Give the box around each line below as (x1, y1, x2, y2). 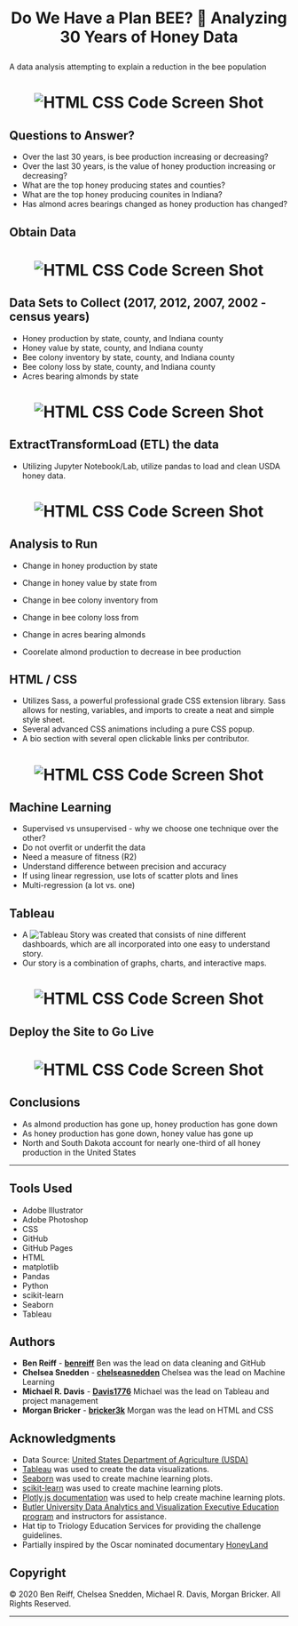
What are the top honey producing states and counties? (21, 180, 226, 190)
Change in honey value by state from (21, 577, 158, 588)
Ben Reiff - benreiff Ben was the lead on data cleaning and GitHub (21, 1358, 266, 1368)
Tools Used (9, 1181, 73, 1197)
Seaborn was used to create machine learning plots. (21, 1473, 213, 1484)
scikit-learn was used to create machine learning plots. (21, 1483, 223, 1494)
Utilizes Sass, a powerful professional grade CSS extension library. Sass (21, 695, 286, 706)
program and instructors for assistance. (21, 1511, 167, 1522)
